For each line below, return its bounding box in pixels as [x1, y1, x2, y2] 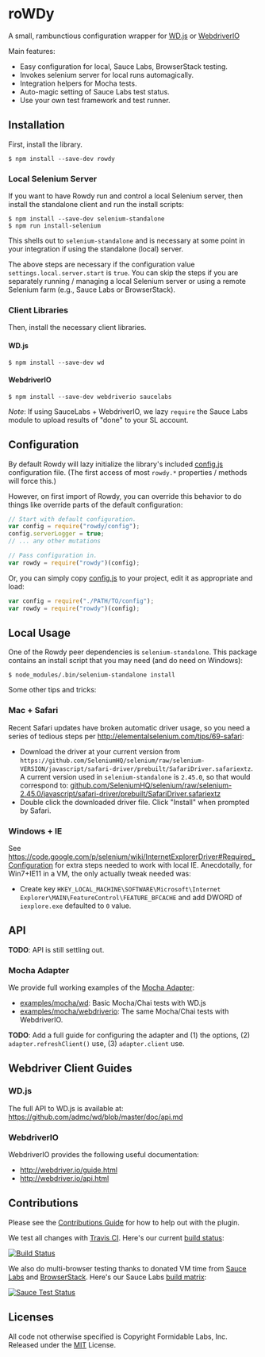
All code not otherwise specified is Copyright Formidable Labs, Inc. [8, 1332, 228, 1341]
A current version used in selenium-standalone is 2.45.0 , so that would [19, 772, 251, 781]
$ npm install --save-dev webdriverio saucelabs [8, 393, 172, 401]
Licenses [8, 1310, 54, 1324]
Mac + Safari [8, 705, 59, 716]
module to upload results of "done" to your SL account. [8, 415, 189, 424]
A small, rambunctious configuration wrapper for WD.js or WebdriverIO [8, 31, 240, 40]
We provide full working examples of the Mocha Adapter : [8, 983, 195, 992]
